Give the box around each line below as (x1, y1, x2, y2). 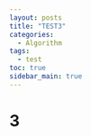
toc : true (9, 64, 47, 73)
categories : (9, 30, 54, 39)
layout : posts (9, 13, 63, 23)
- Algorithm (17, 38, 63, 48)
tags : (9, 47, 30, 56)
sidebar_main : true (9, 72, 83, 81)
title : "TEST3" (9, 22, 67, 31)
